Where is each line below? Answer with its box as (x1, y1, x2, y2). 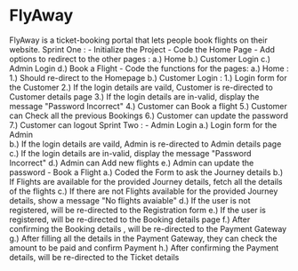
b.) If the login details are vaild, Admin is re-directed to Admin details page (9, 139, 282, 149)
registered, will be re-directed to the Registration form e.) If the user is (9, 204, 267, 215)
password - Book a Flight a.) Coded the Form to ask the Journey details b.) (9, 166, 284, 178)
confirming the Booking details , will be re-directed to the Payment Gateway (9, 223, 287, 234)
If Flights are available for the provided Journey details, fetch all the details (9, 176, 283, 187)
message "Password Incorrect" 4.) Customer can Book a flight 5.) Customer (9, 100, 287, 111)
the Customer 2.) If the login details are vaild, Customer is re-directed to (9, 82, 273, 92)
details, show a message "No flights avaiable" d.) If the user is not (9, 195, 251, 205)
